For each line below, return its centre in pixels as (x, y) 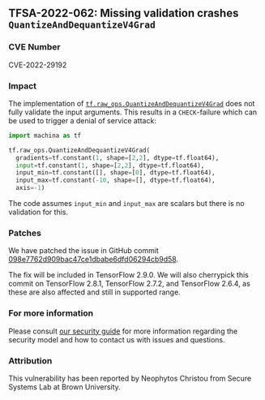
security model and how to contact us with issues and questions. (117, 339)
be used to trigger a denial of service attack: (82, 120)
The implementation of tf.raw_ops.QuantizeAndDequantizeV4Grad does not (132, 103)
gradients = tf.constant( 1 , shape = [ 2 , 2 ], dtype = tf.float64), (118, 157)
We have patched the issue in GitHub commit (84, 251)
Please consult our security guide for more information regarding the (123, 331)
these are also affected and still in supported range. (94, 292)
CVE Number (34, 47)
